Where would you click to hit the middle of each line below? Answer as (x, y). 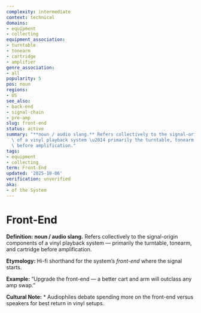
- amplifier (21, 62)
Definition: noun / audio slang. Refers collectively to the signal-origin (92, 236)
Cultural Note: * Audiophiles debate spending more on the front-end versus (100, 297)
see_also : (19, 101)
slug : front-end (26, 124)
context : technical (31, 17)
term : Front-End (26, 168)
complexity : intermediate (38, 12)
